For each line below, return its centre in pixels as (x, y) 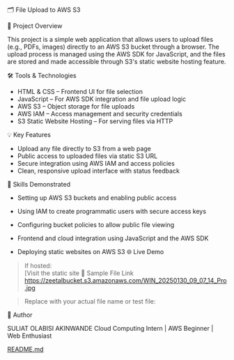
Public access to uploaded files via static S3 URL (87, 156)
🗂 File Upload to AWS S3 (44, 10)
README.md (25, 349)
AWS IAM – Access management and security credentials (100, 114)
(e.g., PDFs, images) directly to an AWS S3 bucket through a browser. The (113, 47)
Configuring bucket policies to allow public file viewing (96, 225)
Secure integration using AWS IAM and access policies (96, 163)
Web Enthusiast (30, 336)
